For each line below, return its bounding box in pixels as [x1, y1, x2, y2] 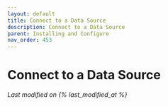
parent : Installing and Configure [7, 30, 110, 37]
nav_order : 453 [7, 37, 52, 44]
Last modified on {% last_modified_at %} [7, 90, 128, 99]
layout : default [7, 10, 55, 18]
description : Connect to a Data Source [7, 23, 125, 30]
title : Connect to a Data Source [7, 17, 106, 24]
